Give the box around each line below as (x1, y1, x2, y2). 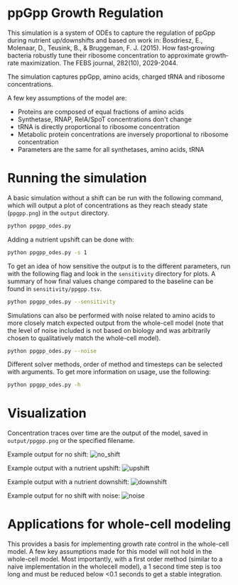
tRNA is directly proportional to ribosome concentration (17, 122, 180, 131)
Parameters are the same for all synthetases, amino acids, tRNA (17, 145, 205, 153)
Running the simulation (7, 170, 147, 186)
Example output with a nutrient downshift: (7, 478, 130, 486)
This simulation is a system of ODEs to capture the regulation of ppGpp (7, 28, 215, 37)
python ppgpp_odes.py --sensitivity (7, 298, 116, 305)
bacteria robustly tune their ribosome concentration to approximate (7, 51, 205, 60)
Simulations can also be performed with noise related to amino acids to (7, 311, 215, 319)
